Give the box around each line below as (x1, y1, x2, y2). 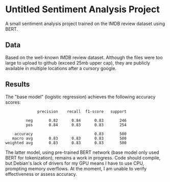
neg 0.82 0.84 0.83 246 (26, 118, 127, 123)
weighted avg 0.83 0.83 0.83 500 (5, 140, 127, 145)
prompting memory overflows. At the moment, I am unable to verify (5, 165, 147, 172)
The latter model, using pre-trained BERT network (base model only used (5, 149, 159, 155)
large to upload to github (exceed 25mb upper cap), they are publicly (5, 60, 151, 66)
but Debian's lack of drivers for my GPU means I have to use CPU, (5, 160, 144, 166)
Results (5, 80, 30, 89)
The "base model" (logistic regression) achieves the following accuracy (5, 94, 156, 100)
